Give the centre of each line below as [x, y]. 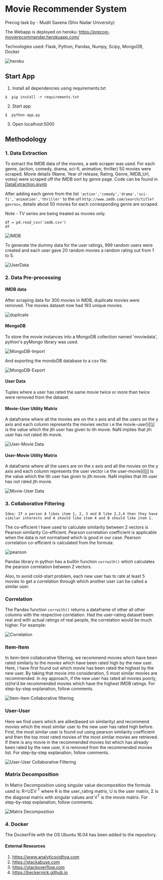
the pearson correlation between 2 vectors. [48, 567]
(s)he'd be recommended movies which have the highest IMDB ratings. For [80, 684]
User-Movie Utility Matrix [31, 455]
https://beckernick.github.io [40, 872]
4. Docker [17, 825]
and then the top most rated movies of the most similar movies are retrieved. [82, 737]
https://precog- [94, 32]
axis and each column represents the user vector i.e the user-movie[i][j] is [79, 471]
